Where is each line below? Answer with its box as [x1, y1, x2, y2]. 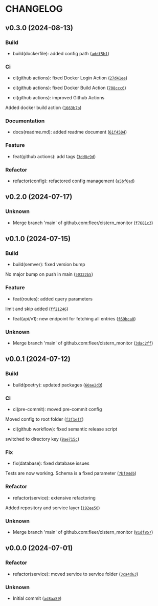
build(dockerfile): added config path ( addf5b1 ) [12, 50, 110, 56]
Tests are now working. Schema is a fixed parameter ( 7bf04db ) [5, 470, 137, 477]
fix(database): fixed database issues [12, 460, 89, 466]
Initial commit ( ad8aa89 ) [12, 595, 62, 601]
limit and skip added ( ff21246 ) [5, 306, 69, 312]
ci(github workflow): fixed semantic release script [12, 426, 118, 432]
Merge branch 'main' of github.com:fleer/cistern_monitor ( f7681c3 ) [12, 220, 153, 226]
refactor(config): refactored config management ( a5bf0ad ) [12, 178, 135, 184]
